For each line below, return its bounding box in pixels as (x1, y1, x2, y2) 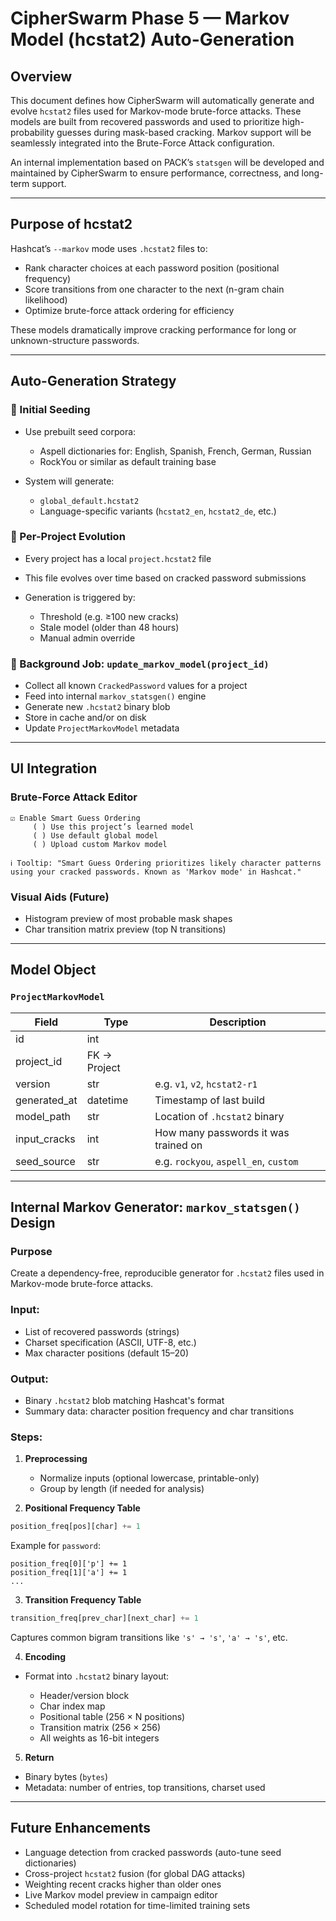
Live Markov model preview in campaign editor (24, 1888, 218, 1901)
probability (10, 127, 55, 138)
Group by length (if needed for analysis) (39, 1483, 205, 1495)
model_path (15, 1109, 72, 1123)
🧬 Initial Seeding (10, 403, 91, 417)
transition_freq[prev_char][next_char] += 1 (10, 1613, 199, 1624)
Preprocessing (24, 1453, 88, 1465)
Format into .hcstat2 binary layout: (24, 1670, 170, 1682)
